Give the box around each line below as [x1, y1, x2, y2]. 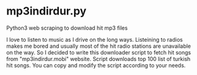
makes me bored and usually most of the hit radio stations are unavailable [6, 42, 192, 50]
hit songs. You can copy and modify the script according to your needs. [6, 62, 186, 69]
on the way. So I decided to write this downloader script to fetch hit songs [6, 48, 192, 56]
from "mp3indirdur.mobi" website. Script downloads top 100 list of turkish [6, 55, 191, 62]
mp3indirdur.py [6, 4, 87, 18]
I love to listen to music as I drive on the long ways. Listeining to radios [6, 36, 183, 43]
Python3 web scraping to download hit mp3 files [6, 24, 128, 31]
